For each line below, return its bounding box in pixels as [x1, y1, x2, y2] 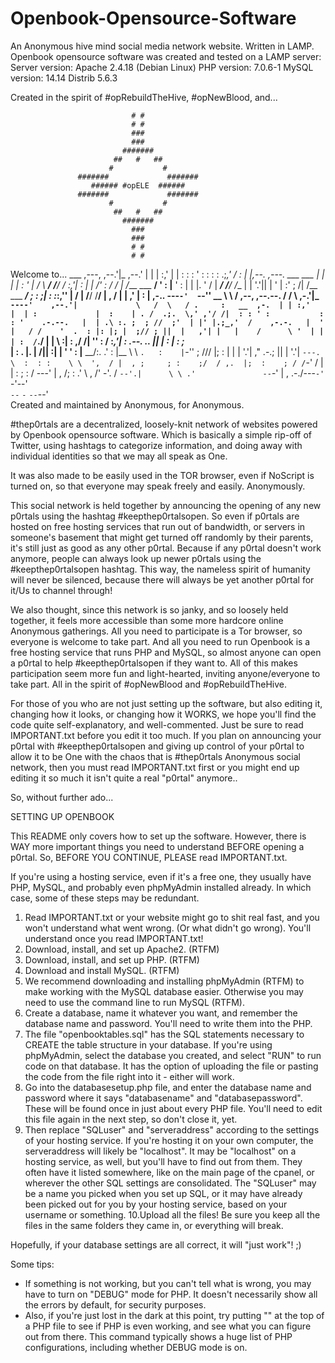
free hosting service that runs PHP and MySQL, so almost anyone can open [10, 646, 322, 658]
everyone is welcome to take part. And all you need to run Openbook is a [10, 635, 311, 647]
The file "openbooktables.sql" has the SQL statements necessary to [24, 1028, 305, 1040]
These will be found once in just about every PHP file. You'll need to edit [24, 1102, 323, 1114]
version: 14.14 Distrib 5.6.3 [10, 72, 118, 84]
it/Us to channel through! [10, 584, 113, 596]
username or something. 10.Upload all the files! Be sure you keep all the [24, 1208, 321, 1221]
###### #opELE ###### [90, 180, 186, 191]
